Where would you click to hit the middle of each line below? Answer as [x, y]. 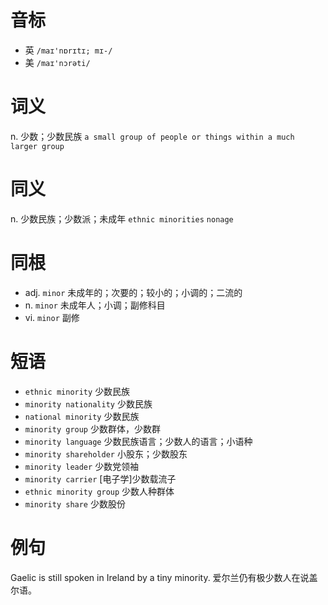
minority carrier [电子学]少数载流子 [100, 478]
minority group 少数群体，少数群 [92, 428]
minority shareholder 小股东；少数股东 [106, 453]
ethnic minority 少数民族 [77, 391]
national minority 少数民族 [82, 416]
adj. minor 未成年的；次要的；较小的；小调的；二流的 [133, 292]
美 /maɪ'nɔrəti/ [57, 62]
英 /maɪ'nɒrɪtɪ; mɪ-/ [68, 50]
